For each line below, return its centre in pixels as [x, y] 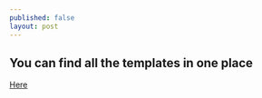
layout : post [34, 26]
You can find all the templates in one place [131, 63]
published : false [42, 18]
